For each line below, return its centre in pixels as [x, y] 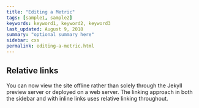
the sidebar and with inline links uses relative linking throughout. [87, 98]
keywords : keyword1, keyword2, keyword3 [59, 23]
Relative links [32, 71]
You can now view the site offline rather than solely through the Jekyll [94, 85]
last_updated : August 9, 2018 [45, 29]
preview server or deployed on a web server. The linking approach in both [99, 92]
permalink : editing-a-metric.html [51, 46]
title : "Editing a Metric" [41, 12]
